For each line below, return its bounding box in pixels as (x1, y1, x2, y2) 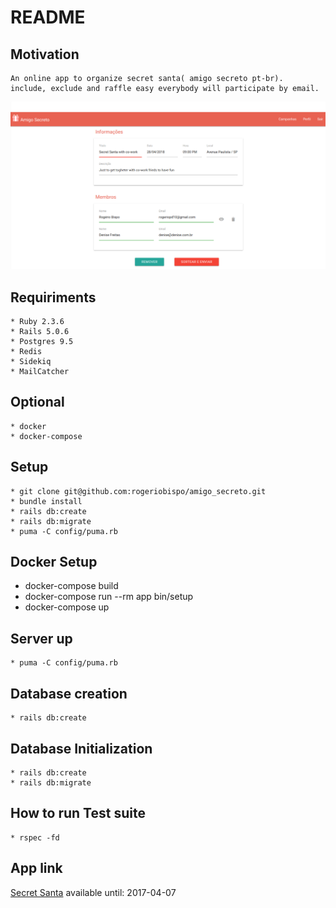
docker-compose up (24, 601, 110, 613)
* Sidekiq (10, 357, 52, 367)
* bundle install (10, 496, 83, 506)
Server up (10, 630, 73, 647)
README (10, 6, 86, 29)
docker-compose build (24, 580, 119, 592)
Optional (10, 394, 65, 411)
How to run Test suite (10, 805, 146, 822)
